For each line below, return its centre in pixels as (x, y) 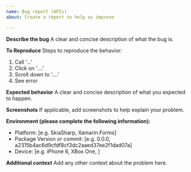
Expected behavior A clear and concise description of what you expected (96, 92)
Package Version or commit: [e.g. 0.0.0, (62, 138)
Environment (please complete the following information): (78, 121)
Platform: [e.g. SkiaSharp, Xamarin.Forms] (66, 133)
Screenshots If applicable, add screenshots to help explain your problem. (95, 110)
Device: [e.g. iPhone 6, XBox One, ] (57, 151)
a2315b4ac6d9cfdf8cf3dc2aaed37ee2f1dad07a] (73, 145)
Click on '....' (29, 68)
